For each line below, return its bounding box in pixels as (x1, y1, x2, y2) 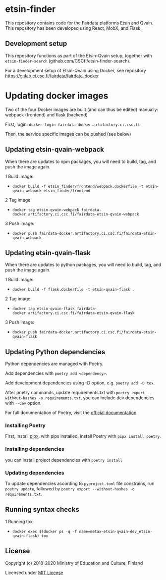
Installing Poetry (5, 422, 46, 429)
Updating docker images (5, 90, 109, 101)
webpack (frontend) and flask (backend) (5, 111, 88, 117)
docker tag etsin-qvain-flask (12, 306, 75, 312)
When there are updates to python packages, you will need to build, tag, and (5, 262, 162, 268)
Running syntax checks (5, 505, 79, 514)
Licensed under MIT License (5, 570, 63, 576)
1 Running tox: (5, 519, 34, 525)
